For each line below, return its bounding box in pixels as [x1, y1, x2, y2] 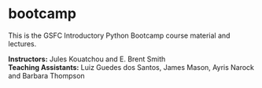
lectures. [8, 38, 37, 48]
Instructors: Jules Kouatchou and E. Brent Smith [8, 54, 166, 64]
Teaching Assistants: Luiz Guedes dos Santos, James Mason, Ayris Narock [8, 62, 254, 71]
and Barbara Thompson [8, 71, 85, 80]
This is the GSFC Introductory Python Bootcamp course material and [8, 31, 231, 40]
